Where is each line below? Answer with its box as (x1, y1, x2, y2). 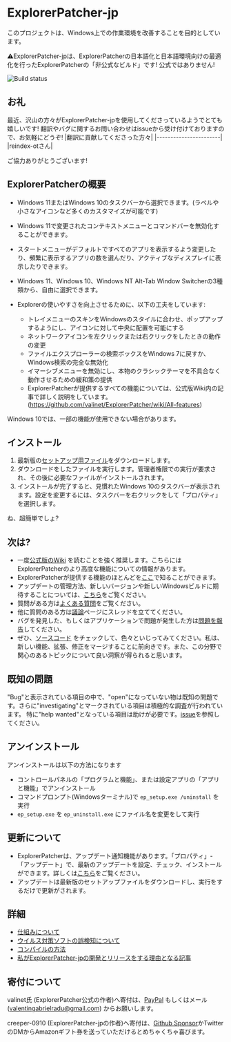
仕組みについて (17, 928, 60, 936)
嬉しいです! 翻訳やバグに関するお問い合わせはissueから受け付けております (7, 124, 219, 133)
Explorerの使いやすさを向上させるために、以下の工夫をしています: (17, 300, 205, 308)
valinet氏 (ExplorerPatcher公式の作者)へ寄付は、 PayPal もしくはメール (7, 996, 208, 1004)
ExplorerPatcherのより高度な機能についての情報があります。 (17, 565, 190, 573)
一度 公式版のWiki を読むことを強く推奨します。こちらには (17, 556, 182, 565)
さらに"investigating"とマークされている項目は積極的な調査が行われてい (18, 701, 223, 710)
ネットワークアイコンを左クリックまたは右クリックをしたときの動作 (27, 332, 221, 340)
